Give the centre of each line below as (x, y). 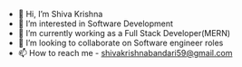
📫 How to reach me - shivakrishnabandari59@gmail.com (125, 53)
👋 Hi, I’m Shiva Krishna (60, 14)
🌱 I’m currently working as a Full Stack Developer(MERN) (124, 33)
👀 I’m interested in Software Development (96, 24)
